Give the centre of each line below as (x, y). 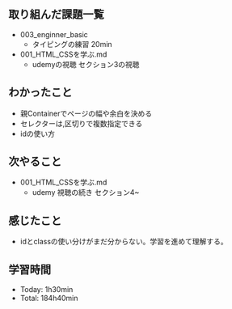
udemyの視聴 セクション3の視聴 (86, 64)
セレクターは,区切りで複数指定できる (81, 123)
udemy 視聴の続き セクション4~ (86, 193)
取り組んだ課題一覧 (56, 15)
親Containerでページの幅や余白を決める (86, 113)
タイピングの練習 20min (72, 44)
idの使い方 (37, 133)
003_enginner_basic (54, 34)
